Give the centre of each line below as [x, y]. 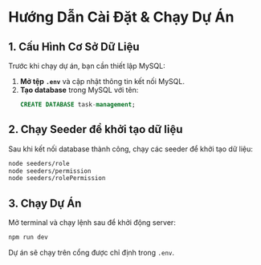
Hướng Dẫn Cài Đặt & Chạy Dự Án [121, 17]
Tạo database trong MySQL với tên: [79, 90]
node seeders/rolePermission [57, 179]
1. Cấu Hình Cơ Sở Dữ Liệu [74, 47]
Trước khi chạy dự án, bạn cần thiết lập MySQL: [87, 66]
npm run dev [28, 237]
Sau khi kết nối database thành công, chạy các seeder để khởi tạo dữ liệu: [130, 149]
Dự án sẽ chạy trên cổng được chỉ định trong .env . [92, 253]
